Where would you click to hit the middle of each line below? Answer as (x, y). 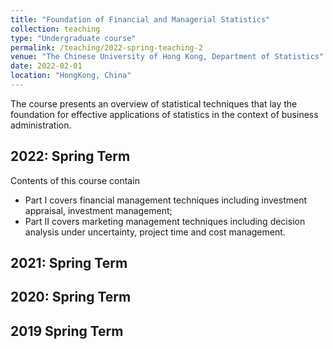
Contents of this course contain (75, 180)
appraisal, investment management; (98, 210)
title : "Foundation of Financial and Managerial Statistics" (140, 19)
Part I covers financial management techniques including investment (165, 200)
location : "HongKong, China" (71, 76)
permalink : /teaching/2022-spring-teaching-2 (106, 47)
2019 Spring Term (67, 331)
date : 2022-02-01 (46, 66)
